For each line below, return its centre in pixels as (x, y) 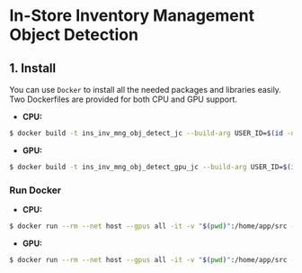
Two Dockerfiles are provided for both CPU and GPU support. (124, 99)
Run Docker (35, 190)
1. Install (33, 68)
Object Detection (74, 35)
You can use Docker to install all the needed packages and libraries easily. (145, 90)
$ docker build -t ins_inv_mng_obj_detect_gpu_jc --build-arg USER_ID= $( (151, 167)
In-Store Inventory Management (132, 16)
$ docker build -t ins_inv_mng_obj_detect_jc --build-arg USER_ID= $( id (146, 133)
